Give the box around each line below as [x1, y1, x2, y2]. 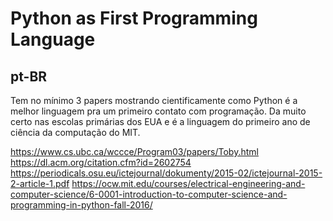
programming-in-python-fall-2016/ [10, 199, 153, 211]
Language [10, 28, 96, 51]
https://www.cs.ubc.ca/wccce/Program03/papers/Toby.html [10, 146, 259, 157]
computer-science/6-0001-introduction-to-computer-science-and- [10, 188, 288, 200]
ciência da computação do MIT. [10, 127, 141, 138]
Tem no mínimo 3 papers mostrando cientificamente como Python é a [10, 95, 298, 106]
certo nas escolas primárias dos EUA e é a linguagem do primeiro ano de [10, 116, 311, 127]
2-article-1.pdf [10, 178, 70, 189]
